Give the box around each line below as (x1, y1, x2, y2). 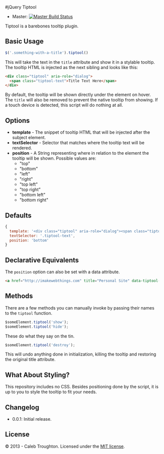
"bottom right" (19, 197, 49, 203)
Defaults (5, 211, 32, 219)
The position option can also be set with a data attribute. (5, 269, 120, 275)
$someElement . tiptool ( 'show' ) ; (5, 319, 69, 325)
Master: (12, 14, 28, 19)
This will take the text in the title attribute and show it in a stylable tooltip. (5, 59, 155, 65)
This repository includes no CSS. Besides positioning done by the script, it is (5, 384, 159, 390)
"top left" (19, 181, 38, 188)
